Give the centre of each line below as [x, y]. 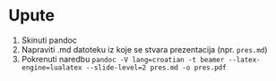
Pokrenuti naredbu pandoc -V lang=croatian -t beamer [123, 59]
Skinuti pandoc [49, 40]
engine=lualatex [52, 68]
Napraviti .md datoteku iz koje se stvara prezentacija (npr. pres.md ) [144, 49]
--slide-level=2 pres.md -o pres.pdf [156, 68]
